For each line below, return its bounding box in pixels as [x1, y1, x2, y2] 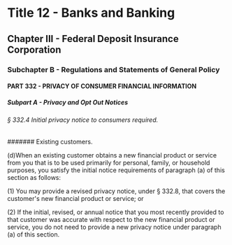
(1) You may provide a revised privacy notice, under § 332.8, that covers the [7, 187, 226, 195]
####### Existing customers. [7, 137, 93, 146]
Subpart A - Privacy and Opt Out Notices [7, 98, 129, 106]
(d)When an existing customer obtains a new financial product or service [7, 150, 217, 159]
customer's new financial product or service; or [7, 194, 145, 202]
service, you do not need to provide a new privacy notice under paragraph [7, 223, 222, 231]
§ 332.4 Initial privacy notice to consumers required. [7, 115, 159, 124]
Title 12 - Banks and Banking [7, 5, 175, 21]
